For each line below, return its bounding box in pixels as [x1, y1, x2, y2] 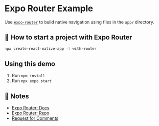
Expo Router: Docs [11, 105, 49, 111]
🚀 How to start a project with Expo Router [4, 33, 133, 42]
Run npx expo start [11, 78, 52, 84]
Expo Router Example [4, 3, 93, 14]
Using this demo [4, 60, 56, 68]
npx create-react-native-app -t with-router [4, 46, 97, 51]
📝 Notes [4, 92, 29, 100]
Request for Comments [11, 115, 59, 121]
